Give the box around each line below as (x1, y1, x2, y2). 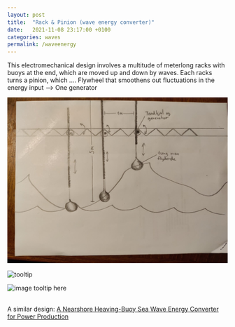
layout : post (7, 11, 45, 18)
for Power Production (7, 312, 69, 321)
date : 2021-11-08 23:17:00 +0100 (7, 26, 111, 33)
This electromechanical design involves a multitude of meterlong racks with (7, 61, 225, 69)
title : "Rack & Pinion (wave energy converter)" (7, 18, 155, 26)
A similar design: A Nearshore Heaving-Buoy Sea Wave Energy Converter (7, 305, 219, 313)
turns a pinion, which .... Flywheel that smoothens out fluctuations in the (7, 76, 215, 84)
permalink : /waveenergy (7, 41, 77, 48)
